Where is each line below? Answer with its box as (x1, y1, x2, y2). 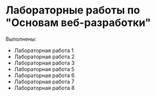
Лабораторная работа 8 (14, 84, 75, 91)
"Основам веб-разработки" (5, 16, 151, 29)
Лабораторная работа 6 (14, 72, 75, 79)
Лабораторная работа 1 (14, 46, 74, 53)
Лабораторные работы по (5, 4, 140, 17)
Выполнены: (5, 35, 37, 42)
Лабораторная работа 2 (14, 53, 75, 60)
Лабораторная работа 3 (14, 59, 75, 66)
